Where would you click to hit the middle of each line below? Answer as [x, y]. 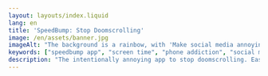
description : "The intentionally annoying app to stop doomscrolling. [128, 60]
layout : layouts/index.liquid [59, 15]
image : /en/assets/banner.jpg [59, 38]
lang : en [23, 23]
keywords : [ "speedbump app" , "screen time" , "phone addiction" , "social [132, 52]
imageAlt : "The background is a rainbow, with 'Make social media [121, 45]
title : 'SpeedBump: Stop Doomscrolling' [77, 30]
